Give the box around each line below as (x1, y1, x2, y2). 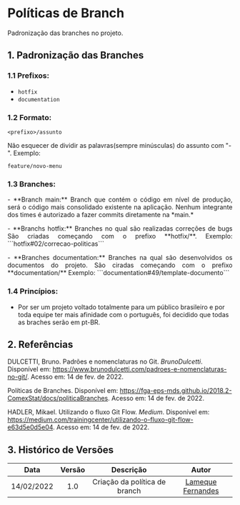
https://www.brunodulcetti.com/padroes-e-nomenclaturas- (52, 365, 227, 374)
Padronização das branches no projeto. (7, 29, 124, 37)
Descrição (111, 465, 147, 475)
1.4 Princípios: (7, 286, 59, 296)
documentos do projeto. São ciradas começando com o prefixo (7, 261, 233, 269)
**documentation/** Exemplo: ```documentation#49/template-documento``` (7, 269, 230, 277)
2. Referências (7, 338, 74, 351)
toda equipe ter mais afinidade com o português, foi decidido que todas (17, 310, 229, 319)
